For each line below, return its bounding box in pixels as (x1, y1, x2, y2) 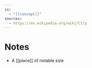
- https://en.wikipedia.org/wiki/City (9, 20, 88, 26)
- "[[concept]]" (9, 12, 42, 17)
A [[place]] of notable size (11, 58, 64, 64)
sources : (4, 16, 22, 21)
